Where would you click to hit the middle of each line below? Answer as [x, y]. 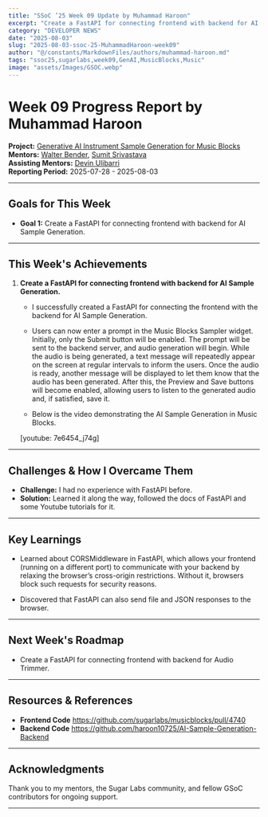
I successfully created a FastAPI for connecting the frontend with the [145, 307]
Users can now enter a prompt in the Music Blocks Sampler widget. [142, 331]
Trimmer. [34, 668]
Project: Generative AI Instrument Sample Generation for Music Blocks [124, 146]
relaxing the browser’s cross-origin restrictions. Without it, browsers [132, 575]
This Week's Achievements [78, 264]
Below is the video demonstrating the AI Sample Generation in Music [144, 414]
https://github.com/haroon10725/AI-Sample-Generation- [164, 728]
